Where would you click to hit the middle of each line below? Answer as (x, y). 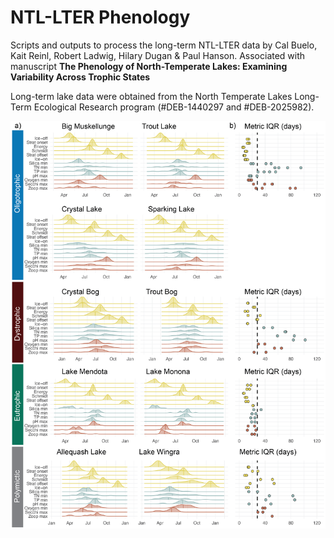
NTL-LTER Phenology (100, 17)
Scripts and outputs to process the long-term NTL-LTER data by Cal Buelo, (164, 45)
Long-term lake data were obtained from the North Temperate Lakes (151, 96)
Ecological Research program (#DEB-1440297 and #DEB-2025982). (174, 107)
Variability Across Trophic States (80, 77)
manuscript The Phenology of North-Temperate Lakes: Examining (149, 66)
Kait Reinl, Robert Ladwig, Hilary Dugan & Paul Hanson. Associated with (158, 55)
